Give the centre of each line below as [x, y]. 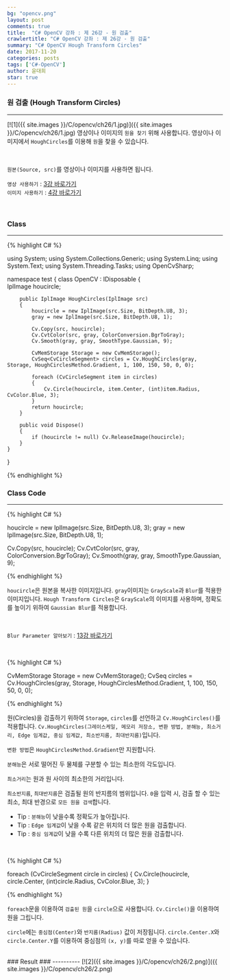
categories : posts [33, 58]
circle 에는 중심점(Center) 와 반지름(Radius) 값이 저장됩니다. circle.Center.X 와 [113, 932]
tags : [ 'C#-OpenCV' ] [37, 65]
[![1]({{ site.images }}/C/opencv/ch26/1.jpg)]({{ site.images [90, 124]
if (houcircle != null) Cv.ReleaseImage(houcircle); [108, 437]
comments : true [29, 26]
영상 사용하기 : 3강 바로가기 [42, 183]
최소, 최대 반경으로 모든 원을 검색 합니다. [59, 802]
